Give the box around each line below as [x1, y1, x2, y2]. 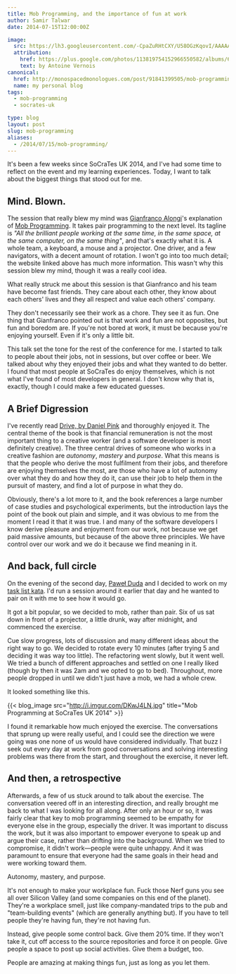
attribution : [13, 49, 52, 56]
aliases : [7, 134, 33, 141]
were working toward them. [7, 858, 87, 867]
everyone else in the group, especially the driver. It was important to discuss [7, 821, 228, 830]
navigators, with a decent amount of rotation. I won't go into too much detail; [7, 252, 229, 260]
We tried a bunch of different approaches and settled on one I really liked [7, 658, 219, 667]
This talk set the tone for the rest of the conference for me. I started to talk [7, 345, 223, 353]
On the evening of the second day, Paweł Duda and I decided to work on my [7, 579, 228, 587]
